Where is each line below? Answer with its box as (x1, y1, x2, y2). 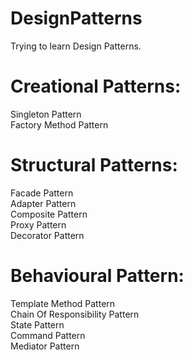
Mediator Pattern (10, 340, 80, 352)
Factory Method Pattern (10, 118, 109, 131)
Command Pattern (10, 329, 86, 341)
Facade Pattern (10, 187, 74, 199)
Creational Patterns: (10, 75, 182, 98)
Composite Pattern (10, 208, 88, 220)
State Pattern (10, 318, 65, 331)
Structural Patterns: (10, 154, 178, 177)
